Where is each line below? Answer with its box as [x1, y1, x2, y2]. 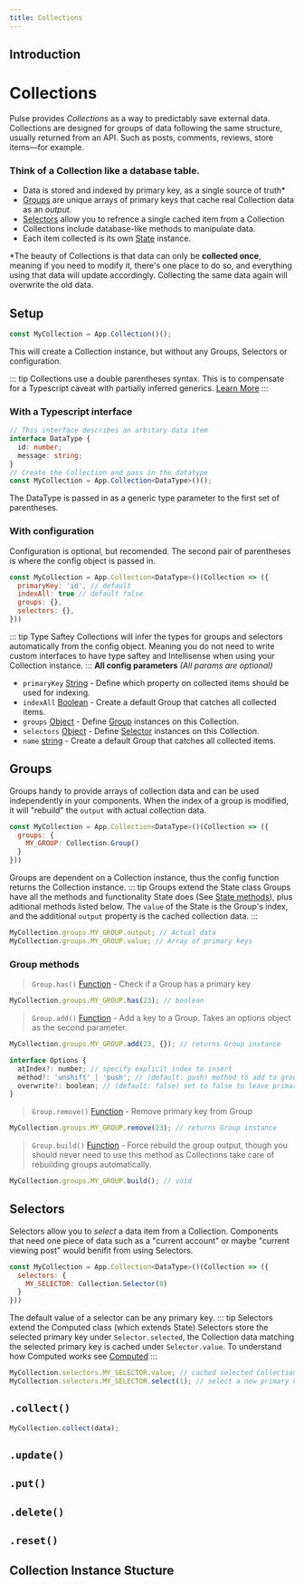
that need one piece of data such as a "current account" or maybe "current [9, 1235, 290, 1245]
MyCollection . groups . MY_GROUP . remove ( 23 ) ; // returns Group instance [9, 1123, 278, 1132]
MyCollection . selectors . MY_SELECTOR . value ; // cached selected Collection [9, 1369, 298, 1378]
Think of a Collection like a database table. [9, 164, 201, 177]
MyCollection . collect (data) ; [9, 1423, 119, 1433]
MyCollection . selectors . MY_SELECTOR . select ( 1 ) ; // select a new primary [9, 1377, 290, 1386]
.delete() [9, 1505, 65, 1519]
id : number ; [17, 443, 63, 452]
